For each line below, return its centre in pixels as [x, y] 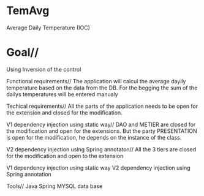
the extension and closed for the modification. [64, 112]
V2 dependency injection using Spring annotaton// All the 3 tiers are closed [101, 149]
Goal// [23, 52]
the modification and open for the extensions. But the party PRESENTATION [102, 131]
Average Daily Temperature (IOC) [48, 28]
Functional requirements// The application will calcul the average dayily [96, 81]
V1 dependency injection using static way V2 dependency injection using [99, 168]
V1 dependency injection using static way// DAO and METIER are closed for [101, 124]
